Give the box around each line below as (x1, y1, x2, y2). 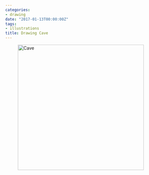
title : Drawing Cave (5, 31, 49, 36)
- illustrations (5, 26, 39, 31)
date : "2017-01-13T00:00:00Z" (5, 17, 69, 22)
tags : (5, 21, 17, 27)
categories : (5, 7, 30, 13)
